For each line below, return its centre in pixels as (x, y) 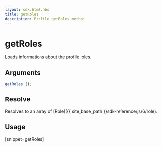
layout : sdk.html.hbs (27, 10)
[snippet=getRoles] (25, 139)
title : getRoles (22, 14)
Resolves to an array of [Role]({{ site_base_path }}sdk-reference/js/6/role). (81, 111)
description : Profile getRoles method (45, 19)
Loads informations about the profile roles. (48, 57)
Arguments (23, 73)
